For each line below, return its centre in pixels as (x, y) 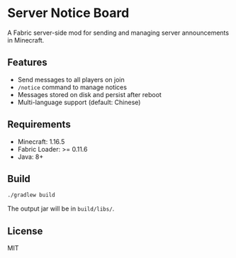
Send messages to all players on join (71, 79)
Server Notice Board (68, 13)
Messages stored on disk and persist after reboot (89, 94)
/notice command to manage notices (72, 87)
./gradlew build (31, 195)
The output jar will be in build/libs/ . (61, 209)
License (25, 231)
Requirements (39, 124)
